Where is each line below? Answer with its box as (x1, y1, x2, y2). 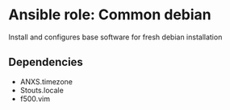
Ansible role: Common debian (8, 6, 211, 24)
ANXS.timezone (19, 76, 73, 86)
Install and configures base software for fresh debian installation (8, 32, 223, 42)
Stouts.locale (19, 85, 65, 95)
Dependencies (8, 55, 83, 69)
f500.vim (19, 94, 51, 104)
